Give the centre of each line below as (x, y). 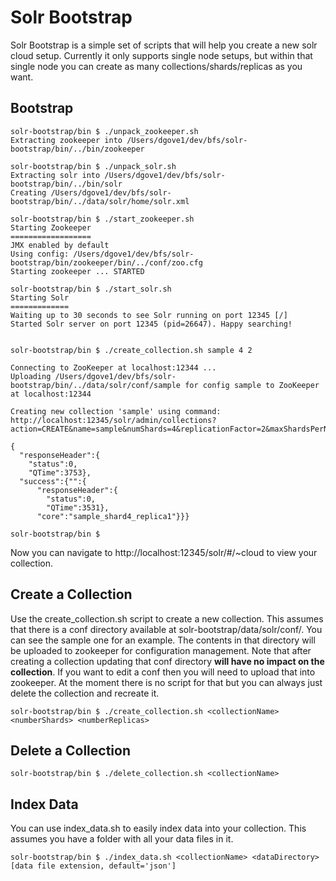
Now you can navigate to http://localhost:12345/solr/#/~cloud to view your (164, 552)
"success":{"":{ (53, 481)
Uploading (31, 376)
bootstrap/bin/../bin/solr (66, 184)
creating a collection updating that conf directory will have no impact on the (167, 661)
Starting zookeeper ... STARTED (77, 271)
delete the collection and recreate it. (85, 693)
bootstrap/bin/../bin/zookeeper (77, 149)
